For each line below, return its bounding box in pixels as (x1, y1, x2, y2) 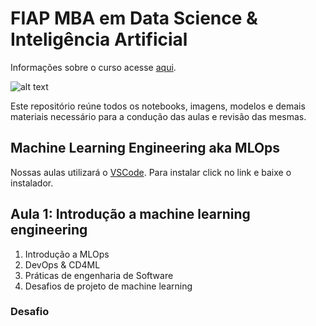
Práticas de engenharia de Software (24, 269, 174, 281)
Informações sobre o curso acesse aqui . (10, 61, 177, 73)
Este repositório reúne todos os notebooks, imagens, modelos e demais (10, 100, 306, 112)
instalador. (10, 177, 54, 189)
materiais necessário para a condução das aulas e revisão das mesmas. (10, 110, 307, 122)
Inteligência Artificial (10, 28, 188, 51)
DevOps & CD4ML (24, 258, 101, 271)
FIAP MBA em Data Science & (10, 7, 258, 30)
